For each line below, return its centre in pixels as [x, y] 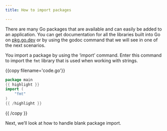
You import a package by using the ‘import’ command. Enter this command [83, 55]
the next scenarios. [25, 45]
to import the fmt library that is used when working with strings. [72, 60]
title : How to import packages [38, 10]
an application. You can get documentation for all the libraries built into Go [83, 34]
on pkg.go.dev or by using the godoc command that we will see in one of [82, 40]
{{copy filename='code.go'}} [35, 70]
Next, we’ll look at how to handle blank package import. [63, 123]
